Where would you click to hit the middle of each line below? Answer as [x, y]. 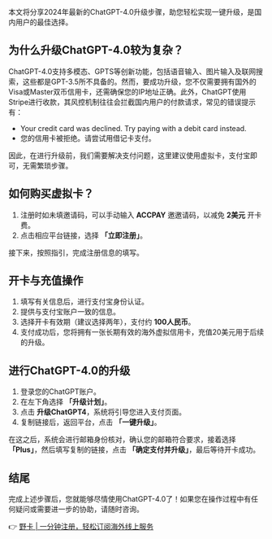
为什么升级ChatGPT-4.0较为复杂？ [96, 50]
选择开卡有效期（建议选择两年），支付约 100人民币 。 [108, 322]
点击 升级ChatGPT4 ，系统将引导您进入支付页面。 [103, 412]
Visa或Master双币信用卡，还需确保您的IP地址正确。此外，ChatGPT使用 [127, 91]
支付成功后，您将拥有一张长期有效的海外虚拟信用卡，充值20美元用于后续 [142, 332]
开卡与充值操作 [46, 280]
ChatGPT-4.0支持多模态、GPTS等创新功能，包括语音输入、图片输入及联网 [132, 71]
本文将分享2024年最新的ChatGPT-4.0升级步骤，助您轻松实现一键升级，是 [132, 12]
